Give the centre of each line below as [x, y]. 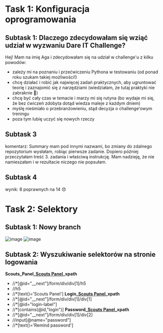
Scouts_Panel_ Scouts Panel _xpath [41, 274]
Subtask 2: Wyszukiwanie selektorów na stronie [80, 255]
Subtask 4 [21, 177]
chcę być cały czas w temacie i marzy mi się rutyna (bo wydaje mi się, [83, 98]
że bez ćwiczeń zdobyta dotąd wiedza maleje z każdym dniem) [76, 103]
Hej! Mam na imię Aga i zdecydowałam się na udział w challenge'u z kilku [79, 57]
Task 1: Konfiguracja [47, 9]
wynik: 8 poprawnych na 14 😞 [36, 189]
